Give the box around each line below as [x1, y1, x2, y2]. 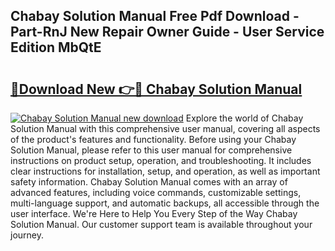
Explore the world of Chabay [185, 112, 304, 124]
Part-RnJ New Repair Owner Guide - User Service [10, 24, 325, 41]
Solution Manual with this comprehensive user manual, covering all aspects [10, 123, 321, 134]
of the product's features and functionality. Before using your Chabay [10, 134, 297, 145]
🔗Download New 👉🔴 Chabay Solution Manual [10, 80, 303, 98]
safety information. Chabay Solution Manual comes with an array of [10, 176, 288, 188]
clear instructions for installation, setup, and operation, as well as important [10, 165, 321, 177]
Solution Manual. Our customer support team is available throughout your [10, 219, 313, 230]
